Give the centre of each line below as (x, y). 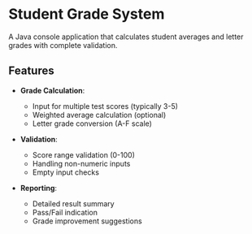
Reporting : (39, 188)
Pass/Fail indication (65, 212)
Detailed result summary (74, 203)
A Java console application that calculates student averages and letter (126, 37)
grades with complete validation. (63, 45)
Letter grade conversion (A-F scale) (92, 123)
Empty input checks (66, 172)
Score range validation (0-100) (84, 154)
